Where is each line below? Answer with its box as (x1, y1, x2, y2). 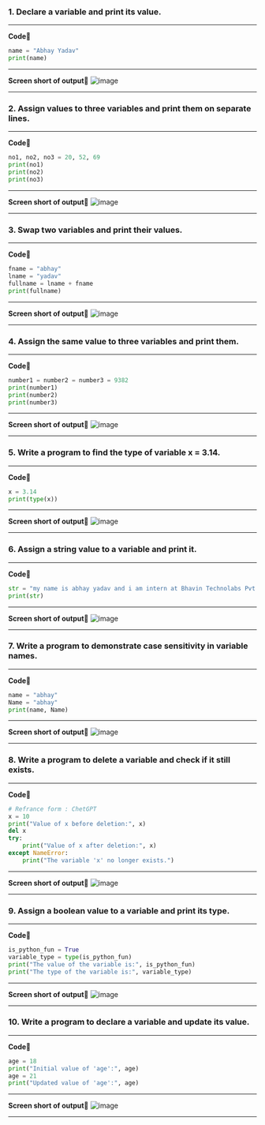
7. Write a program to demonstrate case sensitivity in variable (8, 640, 248, 651)
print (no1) (8, 161, 44, 169)
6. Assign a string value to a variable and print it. (8, 544, 197, 555)
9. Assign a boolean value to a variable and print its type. (8, 905, 230, 916)
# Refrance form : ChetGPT (8, 804, 97, 813)
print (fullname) (8, 287, 62, 294)
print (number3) (8, 398, 58, 407)
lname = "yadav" (8, 272, 62, 280)
